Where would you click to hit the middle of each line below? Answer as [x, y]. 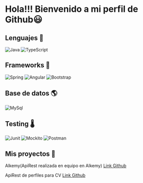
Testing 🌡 [20, 124]
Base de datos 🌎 [31, 93]
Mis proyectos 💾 [30, 154]
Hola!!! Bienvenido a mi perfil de [72, 9]
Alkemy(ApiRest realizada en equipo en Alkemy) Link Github [66, 166]
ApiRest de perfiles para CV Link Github [45, 175]
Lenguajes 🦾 [24, 38]
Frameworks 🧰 [28, 65]
